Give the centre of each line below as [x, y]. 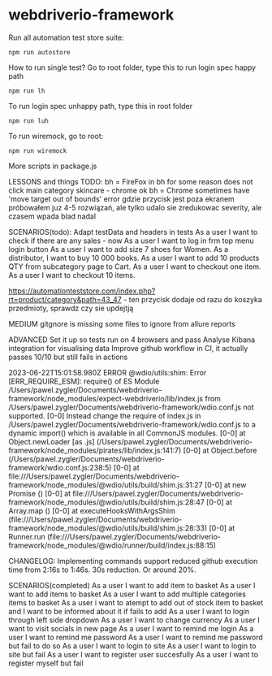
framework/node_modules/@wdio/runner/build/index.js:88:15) [112, 545]
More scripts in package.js [53, 166]
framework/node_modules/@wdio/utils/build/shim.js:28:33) [108, 528]
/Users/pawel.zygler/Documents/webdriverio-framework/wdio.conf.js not [131, 407]
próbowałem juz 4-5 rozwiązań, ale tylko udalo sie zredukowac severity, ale [135, 207]
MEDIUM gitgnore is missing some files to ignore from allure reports [122, 323]
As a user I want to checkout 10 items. [72, 275]
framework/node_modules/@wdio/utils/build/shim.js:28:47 [106, 502]
